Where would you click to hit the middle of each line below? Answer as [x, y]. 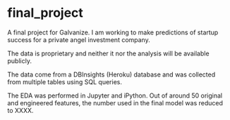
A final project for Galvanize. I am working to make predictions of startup [113, 32]
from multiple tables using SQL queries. [65, 81]
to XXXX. [20, 110]
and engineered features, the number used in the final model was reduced [115, 102]
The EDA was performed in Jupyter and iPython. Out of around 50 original [115, 95]
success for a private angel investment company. [79, 39]
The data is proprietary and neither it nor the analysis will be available [108, 53]
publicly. [19, 60]
